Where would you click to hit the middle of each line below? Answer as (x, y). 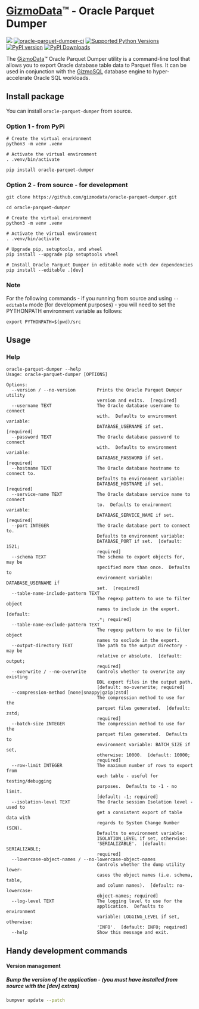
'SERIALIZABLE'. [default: (132, 844)
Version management (33, 966)
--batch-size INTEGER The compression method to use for (98, 724)
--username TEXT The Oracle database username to (96, 406)
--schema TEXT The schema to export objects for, (98, 557)
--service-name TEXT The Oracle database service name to (101, 495)
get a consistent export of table (140, 813)
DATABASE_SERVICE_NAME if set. (136, 516)
